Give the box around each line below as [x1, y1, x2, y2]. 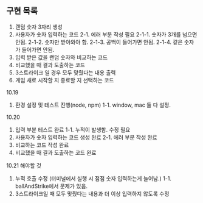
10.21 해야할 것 [6, 162, 41, 169]
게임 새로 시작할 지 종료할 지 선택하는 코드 [15, 76, 114, 84]
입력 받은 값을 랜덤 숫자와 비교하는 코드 [15, 54, 108, 61]
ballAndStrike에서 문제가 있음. [15, 182, 88, 190]
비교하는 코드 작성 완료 [15, 141, 69, 148]
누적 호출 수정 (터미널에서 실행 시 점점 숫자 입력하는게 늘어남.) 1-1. [15, 174, 172, 182]
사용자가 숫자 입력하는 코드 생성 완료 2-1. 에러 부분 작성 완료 [15, 134, 157, 141]
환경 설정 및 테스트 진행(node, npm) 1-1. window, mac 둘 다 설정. [15, 101, 171, 109]
